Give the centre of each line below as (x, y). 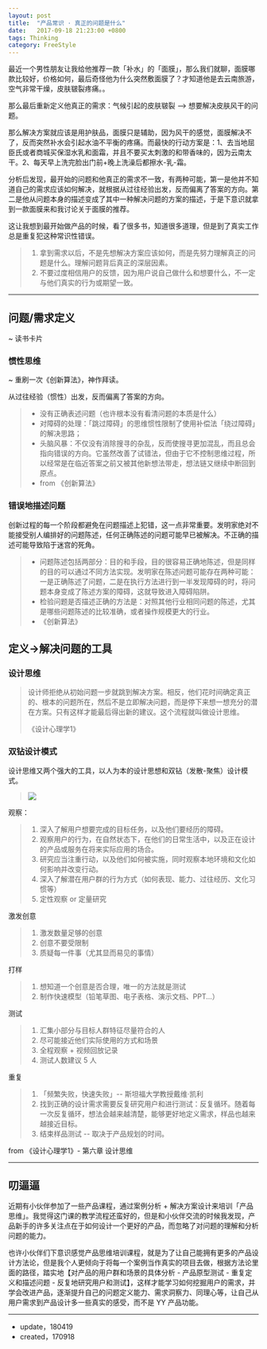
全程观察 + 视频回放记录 (79, 1050)
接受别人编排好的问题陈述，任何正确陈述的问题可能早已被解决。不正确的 (133, 535)
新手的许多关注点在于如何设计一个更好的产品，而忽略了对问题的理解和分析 (137, 1226)
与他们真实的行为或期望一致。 (88, 283)
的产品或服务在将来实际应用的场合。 (99, 849)
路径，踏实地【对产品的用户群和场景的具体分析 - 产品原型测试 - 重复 (133, 1273)
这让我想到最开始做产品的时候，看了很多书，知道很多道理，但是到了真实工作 (133, 226)
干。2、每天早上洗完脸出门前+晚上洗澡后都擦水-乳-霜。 (99, 162)
